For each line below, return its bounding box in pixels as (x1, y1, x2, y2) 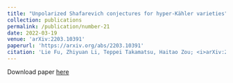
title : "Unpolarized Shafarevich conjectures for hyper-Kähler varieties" (7, 10, 228, 17)
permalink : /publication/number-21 (7, 23, 110, 30)
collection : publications (7, 17, 82, 24)
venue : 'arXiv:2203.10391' (7, 36, 85, 43)
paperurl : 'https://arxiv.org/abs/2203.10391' (7, 42, 144, 49)
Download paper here (7, 67, 69, 76)
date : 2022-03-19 (7, 29, 58, 37)
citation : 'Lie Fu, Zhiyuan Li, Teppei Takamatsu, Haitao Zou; (7, 49, 194, 56)
